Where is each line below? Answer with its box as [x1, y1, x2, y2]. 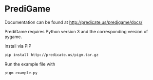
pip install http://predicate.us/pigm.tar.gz [4, 52, 98, 57]
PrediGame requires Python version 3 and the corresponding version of [4, 28, 148, 34]
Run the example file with [4, 61, 56, 67]
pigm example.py [4, 70, 38, 75]
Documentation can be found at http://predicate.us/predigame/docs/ [4, 19, 143, 25]
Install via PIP [4, 43, 32, 49]
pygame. [4, 34, 22, 40]
